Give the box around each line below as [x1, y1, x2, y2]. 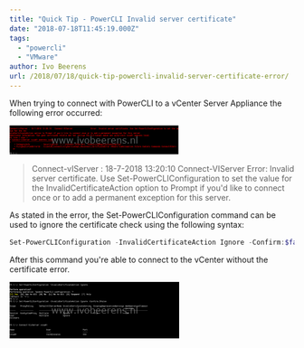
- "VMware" [17, 52, 59, 62]
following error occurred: [9, 107, 102, 118]
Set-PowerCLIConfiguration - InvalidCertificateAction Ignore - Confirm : [9, 238, 285, 247]
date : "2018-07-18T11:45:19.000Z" [9, 24, 140, 33]
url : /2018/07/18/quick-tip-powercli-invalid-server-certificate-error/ [9, 72, 290, 81]
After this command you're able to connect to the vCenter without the [9, 254, 269, 265]
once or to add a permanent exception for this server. [31, 192, 231, 202]
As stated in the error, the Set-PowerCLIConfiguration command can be [9, 209, 276, 221]
